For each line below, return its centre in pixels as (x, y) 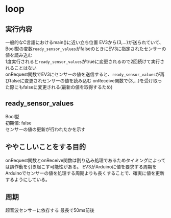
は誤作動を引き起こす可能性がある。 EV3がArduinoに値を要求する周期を (81, 166)
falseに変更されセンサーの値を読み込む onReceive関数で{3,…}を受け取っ (86, 81)
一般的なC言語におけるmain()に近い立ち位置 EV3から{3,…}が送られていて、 (84, 42)
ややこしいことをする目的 (45, 147)
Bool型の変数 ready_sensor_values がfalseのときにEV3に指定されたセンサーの (86, 49)
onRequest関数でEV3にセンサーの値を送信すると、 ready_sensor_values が (83, 74)
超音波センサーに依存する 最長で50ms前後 (50, 210)
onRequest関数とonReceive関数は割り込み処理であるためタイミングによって (86, 160)
